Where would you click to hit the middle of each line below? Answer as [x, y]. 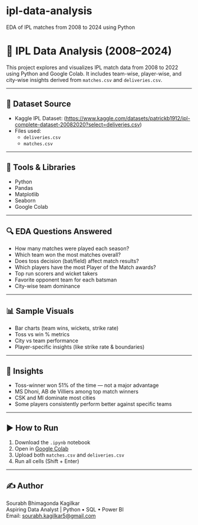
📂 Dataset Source [39, 104]
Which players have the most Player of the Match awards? [85, 267]
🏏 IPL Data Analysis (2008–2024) [89, 51]
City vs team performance [46, 341]
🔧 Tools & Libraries [41, 167]
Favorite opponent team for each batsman [66, 280]
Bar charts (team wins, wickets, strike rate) [67, 328]
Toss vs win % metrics [42, 334]
